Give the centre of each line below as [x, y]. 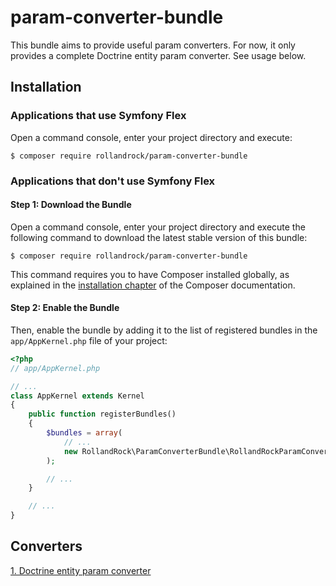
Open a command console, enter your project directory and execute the [158, 227]
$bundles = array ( [84, 433]
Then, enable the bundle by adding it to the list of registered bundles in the [164, 330]
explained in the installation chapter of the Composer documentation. [153, 285]
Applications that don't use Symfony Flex [113, 181]
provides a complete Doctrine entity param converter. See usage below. [158, 55]
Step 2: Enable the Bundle [65, 308]
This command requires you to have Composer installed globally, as [150, 274]
